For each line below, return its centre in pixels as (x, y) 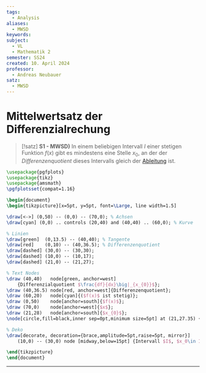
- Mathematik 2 (31, 52)
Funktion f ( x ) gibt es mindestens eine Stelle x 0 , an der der (94, 153)
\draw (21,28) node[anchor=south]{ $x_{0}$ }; (67, 313)
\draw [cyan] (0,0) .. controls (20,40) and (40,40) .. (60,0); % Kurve (100, 222)
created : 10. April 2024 (38, 63)
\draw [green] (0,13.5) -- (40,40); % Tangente (68, 239)
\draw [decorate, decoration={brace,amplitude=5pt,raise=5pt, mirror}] (98, 335)
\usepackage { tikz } (30, 178)
